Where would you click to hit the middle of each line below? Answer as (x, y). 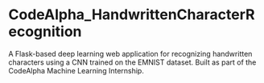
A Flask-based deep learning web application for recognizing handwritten (130, 53)
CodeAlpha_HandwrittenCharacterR (132, 15)
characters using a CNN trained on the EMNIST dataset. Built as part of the (132, 62)
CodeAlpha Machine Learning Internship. (76, 70)
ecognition (45, 32)
